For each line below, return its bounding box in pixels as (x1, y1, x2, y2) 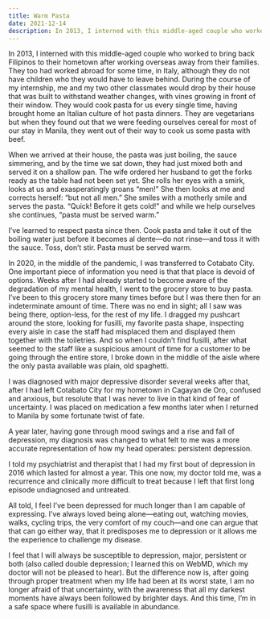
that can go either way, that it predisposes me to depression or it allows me (8, 526, 257, 536)
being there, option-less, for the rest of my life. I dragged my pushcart (8, 309, 240, 319)
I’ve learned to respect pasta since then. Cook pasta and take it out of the (8, 226, 252, 235)
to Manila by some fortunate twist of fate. (8, 411, 145, 421)
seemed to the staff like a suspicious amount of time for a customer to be (8, 344, 251, 354)
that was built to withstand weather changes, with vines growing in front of (8, 92, 256, 102)
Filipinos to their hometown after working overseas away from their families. (8, 57, 260, 67)
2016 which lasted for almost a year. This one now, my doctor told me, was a (8, 468, 262, 478)
